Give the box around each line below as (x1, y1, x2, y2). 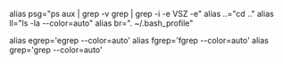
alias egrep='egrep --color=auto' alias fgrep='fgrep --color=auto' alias (9, 36, 270, 45)
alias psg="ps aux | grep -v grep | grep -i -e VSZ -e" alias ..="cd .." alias (9, 9, 274, 19)
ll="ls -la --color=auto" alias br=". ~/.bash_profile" (9, 18, 194, 28)
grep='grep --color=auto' (9, 44, 103, 55)
